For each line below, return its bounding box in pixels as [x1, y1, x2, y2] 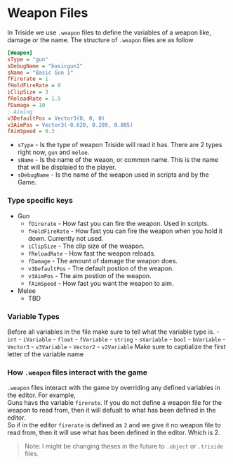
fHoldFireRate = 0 [7, 82, 61, 89]
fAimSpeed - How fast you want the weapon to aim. [27, 279, 174, 287]
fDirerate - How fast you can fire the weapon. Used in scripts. [27, 219, 209, 227]
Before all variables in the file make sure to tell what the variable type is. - [7, 327, 220, 336]
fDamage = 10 [7, 101, 46, 108]
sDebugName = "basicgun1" [7, 62, 83, 70]
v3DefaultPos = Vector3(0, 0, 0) [7, 115, 105, 122]
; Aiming [7, 108, 33, 115]
